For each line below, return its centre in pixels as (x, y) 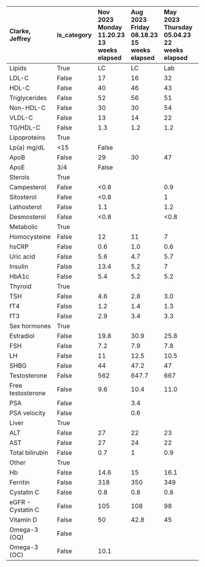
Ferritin (20, 482)
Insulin (19, 266)
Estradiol (22, 336)
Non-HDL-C (27, 108)
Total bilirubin (29, 453)
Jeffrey (20, 39)
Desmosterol (28, 217)
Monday (110, 27)
